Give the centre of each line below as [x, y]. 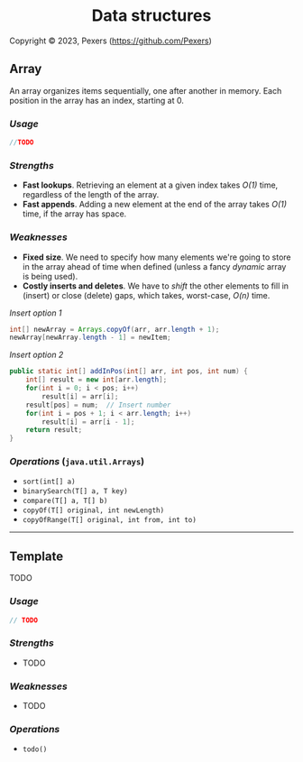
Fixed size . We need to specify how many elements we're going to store [156, 257]
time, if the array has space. [74, 214]
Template [37, 556]
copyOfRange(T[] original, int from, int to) [109, 520]
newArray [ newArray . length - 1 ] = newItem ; [90, 338]
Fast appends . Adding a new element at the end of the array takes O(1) [154, 205]
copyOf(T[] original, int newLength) [93, 510]
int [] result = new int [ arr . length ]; [96, 380]
